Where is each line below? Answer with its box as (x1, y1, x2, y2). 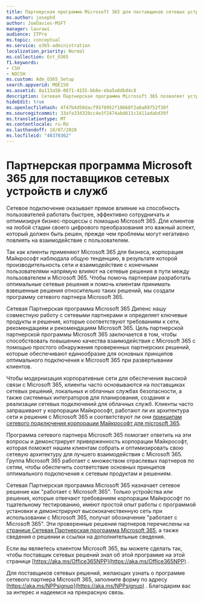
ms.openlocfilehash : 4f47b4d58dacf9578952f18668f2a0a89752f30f (6, 104, 169, 111)
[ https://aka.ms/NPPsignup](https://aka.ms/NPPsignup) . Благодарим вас (6, 582, 192, 589)
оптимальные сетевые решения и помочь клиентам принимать (6, 280, 171, 287)
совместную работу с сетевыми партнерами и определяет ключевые (6, 311, 188, 318)
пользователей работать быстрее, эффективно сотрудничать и (6, 211, 170, 218)
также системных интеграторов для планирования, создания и (6, 394, 170, 401)
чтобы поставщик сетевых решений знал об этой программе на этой (6, 551, 185, 558)
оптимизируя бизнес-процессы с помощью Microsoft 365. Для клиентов (6, 217, 195, 224)
